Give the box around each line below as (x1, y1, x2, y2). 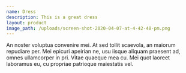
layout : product (6, 20, 47, 26)
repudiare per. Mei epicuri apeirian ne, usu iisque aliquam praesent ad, (6, 48, 181, 55)
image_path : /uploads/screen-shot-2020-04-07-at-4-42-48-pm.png (6, 25, 170, 31)
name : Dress (6, 8, 36, 15)
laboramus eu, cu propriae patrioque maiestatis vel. (6, 61, 134, 68)
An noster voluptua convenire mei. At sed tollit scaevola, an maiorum (6, 42, 176, 49)
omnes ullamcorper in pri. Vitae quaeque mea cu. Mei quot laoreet (6, 54, 170, 61)
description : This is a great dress (6, 14, 98, 20)
